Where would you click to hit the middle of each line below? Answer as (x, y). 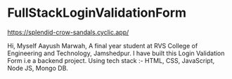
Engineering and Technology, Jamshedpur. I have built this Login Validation (116, 53)
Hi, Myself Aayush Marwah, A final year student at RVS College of (103, 45)
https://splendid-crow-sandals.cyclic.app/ (68, 32)
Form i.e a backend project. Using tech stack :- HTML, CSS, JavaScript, (111, 60)
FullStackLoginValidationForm (97, 13)
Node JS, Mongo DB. (38, 68)
